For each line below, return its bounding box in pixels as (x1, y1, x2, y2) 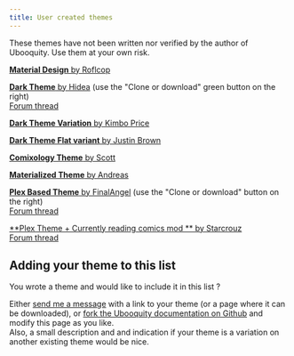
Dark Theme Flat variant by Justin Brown (9, 134, 162, 145)
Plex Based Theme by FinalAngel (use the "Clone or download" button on (9, 186, 280, 197)
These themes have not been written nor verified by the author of (9, 37, 249, 48)
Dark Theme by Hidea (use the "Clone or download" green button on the (9, 81, 276, 92)
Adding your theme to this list (9, 258, 176, 273)
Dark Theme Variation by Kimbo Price (9, 117, 150, 128)
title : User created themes (9, 12, 114, 22)
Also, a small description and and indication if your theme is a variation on (9, 327, 280, 338)
